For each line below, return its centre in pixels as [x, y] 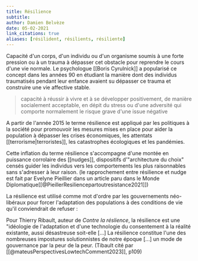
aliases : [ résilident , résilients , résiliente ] [66, 39]
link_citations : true [33, 34]
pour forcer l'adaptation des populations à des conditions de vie [105, 202]
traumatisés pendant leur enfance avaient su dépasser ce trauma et [89, 81]
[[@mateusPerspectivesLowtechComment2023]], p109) [74, 252]
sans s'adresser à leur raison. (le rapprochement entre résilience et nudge [96, 172]
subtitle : [18, 17]
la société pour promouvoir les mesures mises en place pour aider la [90, 129]
